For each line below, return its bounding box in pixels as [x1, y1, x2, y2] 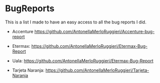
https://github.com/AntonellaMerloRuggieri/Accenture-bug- [34, 28, 155, 34]
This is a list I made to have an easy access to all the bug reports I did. [5, 19, 147, 25]
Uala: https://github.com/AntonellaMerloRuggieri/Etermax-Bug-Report [12, 58, 154, 63]
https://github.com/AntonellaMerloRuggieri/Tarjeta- [46, 67, 149, 73]
